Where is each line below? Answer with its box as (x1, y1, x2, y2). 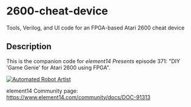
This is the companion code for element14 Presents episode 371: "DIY (6, 57, 181, 64)
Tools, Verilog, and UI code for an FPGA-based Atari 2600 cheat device (6, 24, 185, 31)
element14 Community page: (6, 87, 78, 94)
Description (6, 41, 52, 52)
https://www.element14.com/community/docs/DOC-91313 (6, 93, 150, 100)
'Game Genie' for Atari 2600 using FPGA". (6, 64, 111, 71)
